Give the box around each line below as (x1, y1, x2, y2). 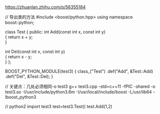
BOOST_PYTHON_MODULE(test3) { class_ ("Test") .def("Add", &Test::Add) (5, 68, 153, 74)
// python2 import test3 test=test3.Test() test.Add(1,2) (5, 104, 113, 109)
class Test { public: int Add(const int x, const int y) (5, 29, 106, 34)
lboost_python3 (5, 94, 36, 100)
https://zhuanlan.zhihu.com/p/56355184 (5, 4, 86, 10)
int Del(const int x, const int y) (5, 49, 65, 54)
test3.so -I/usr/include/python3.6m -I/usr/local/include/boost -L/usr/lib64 (5, 89, 152, 95)
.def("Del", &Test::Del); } (5, 74, 53, 79)
